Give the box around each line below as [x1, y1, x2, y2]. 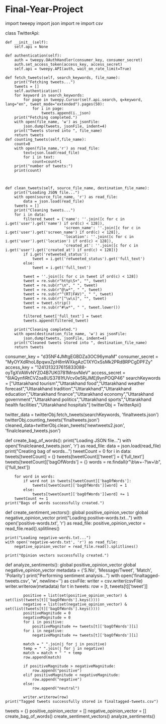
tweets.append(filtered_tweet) [23, 318, 89, 323]
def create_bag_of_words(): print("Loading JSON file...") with [5, 437, 132, 443]
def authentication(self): [5, 53, 62, 58]
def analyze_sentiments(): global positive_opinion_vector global [5, 561, 136, 567]
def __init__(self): [5, 39, 49, 45]
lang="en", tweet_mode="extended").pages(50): [5, 101, 105, 107]
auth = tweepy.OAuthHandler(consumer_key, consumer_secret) [14, 57, 143, 63]
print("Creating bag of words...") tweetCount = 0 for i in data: [5, 448, 132, 454]
